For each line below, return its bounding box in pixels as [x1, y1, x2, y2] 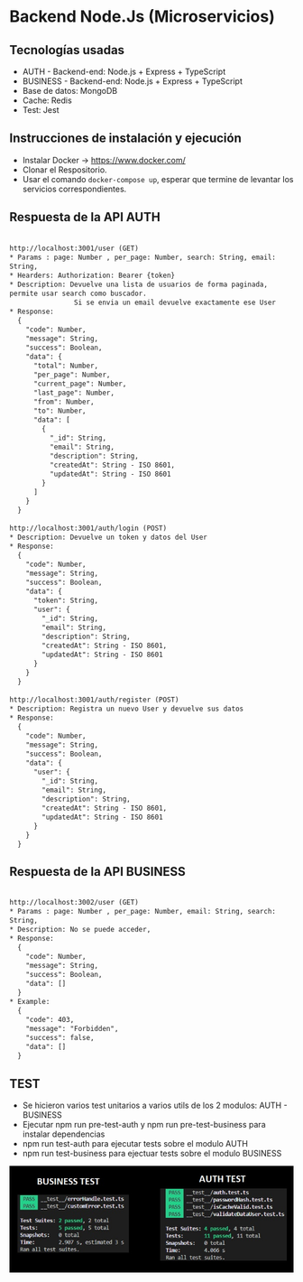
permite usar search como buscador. [9, 289, 147, 298]
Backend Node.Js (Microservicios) [9, 6, 275, 27]
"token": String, [32, 596, 99, 605]
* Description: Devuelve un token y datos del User [9, 533, 207, 542]
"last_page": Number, [32, 388, 115, 397]
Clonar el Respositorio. [22, 164, 107, 175]
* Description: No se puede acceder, [9, 925, 151, 934]
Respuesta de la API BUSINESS [9, 864, 187, 879]
